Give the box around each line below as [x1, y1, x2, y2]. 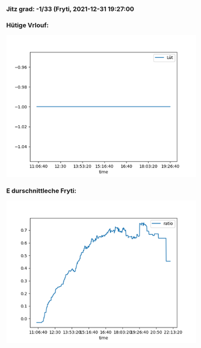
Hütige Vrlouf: [6, 20, 49, 29]
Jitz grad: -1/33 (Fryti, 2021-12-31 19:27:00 [6, 5, 134, 13]
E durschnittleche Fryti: [6, 187, 77, 195]
